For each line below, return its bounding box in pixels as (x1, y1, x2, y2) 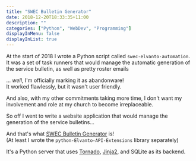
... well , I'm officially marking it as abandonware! (6, 77, 124, 84)
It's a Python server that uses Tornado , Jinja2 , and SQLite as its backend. (6, 148, 186, 155)
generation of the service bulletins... (6, 119, 95, 125)
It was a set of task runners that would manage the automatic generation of (6, 59, 191, 66)
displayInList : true (6, 36, 58, 42)
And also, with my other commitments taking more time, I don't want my (6, 94, 182, 102)
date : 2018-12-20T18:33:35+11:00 (6, 14, 89, 20)
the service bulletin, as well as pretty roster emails (6, 65, 129, 72)
